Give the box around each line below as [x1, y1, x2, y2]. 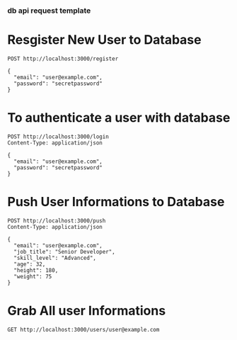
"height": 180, [13, 266, 59, 274]
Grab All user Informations [7, 302, 166, 319]
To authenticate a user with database [7, 110, 231, 126]
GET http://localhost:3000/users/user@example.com [7, 326, 160, 333]
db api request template [7, 6, 91, 16]
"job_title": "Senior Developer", [13, 248, 115, 255]
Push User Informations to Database [7, 193, 225, 210]
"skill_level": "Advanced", [13, 254, 97, 261]
